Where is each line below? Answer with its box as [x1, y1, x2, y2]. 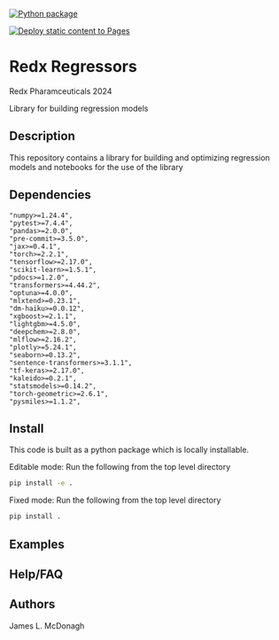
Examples [9, 536, 65, 551]
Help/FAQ [9, 566, 64, 581]
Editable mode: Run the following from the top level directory [9, 462, 231, 472]
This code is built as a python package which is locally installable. [9, 444, 250, 456]
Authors [9, 597, 56, 612]
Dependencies [9, 187, 91, 203]
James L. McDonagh [9, 620, 85, 631]
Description [9, 129, 75, 144]
